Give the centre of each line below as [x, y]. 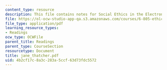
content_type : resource [30, 10]
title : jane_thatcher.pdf [32, 55]
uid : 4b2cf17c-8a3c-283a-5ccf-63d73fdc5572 [51, 60]
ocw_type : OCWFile [24, 37]
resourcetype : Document [30, 51]
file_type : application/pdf [34, 23]
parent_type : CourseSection [34, 46]
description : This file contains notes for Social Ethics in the [74, 14]
